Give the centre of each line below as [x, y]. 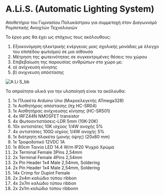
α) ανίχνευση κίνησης [35, 67]
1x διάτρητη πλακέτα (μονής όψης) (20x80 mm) [61, 137]
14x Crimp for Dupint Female [41, 173]
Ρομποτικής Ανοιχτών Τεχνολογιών [41, 27]
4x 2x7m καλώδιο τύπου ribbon [44, 183]
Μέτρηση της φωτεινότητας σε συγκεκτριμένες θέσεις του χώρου [80, 56]
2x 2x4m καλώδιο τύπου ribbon [45, 178]
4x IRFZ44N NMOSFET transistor [46, 116]
